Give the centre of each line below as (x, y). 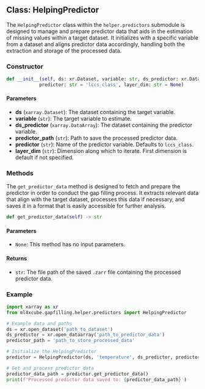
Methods (20, 173)
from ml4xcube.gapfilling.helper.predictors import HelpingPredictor (97, 312)
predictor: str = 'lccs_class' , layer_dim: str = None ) (111, 85)
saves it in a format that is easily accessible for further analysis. (86, 206)
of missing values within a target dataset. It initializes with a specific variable (102, 37)
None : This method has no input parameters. (70, 244)
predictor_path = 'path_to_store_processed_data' (71, 341)
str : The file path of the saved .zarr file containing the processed (98, 272)
